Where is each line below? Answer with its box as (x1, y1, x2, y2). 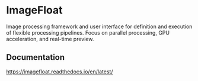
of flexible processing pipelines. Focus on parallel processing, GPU (6, 29, 170, 36)
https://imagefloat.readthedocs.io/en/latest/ (6, 68, 113, 75)
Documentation (6, 52, 65, 62)
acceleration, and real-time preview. (6, 35, 94, 42)
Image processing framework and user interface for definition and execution (6, 23, 193, 30)
